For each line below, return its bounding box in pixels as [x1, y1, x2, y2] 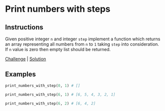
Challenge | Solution [5, 56, 46, 62]
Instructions [5, 23, 43, 31]
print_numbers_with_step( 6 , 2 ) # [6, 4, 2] [5, 101, 96, 106]
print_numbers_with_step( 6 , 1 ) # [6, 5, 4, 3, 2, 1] [5, 92, 116, 97]
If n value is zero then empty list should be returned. [5, 47, 111, 52]
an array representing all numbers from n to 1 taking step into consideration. [5, 41, 159, 47]
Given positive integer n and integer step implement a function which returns [5, 36, 161, 42]
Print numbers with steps [5, 3, 111, 15]
